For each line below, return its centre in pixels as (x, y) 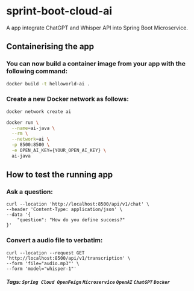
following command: (37, 72)
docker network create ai (39, 112)
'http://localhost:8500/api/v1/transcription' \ (68, 258)
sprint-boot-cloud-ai (59, 11)
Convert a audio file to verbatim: (55, 240)
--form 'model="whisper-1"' (42, 269)
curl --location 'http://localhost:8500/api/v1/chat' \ (78, 204)
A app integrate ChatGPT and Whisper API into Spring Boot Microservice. (97, 28)
